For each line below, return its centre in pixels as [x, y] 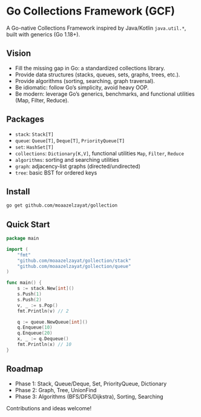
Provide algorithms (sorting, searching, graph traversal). [85, 81]
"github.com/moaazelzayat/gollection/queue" [74, 266]
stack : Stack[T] [34, 134]
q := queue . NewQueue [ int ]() [52, 322]
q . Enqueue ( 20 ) [35, 333]
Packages [25, 119]
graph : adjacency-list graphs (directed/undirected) [78, 166]
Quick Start [28, 225]
